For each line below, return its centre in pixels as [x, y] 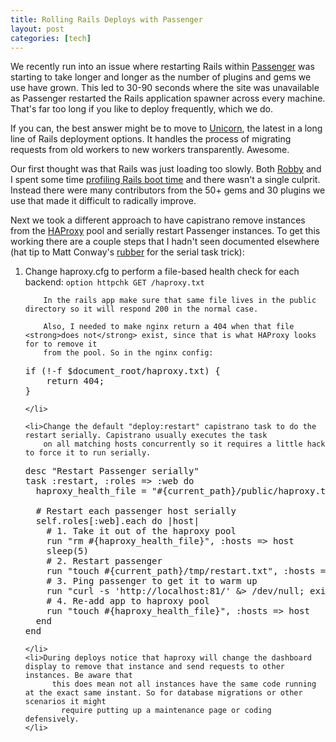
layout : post [37, 29]
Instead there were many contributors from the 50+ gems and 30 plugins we [168, 190]
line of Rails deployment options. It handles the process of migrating [151, 139]
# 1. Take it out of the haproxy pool [141, 531]
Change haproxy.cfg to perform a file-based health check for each [162, 272]
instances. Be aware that [78, 676]
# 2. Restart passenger [104, 561]
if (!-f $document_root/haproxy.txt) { [122, 371]
